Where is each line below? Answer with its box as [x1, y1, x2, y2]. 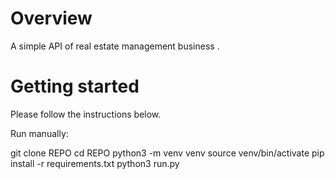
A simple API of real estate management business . [10, 40, 220, 52]
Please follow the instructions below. [10, 108, 162, 120]
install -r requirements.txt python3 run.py [10, 157, 180, 169]
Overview [10, 7, 93, 30]
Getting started [10, 75, 140, 98]
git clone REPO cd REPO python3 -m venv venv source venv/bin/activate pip [10, 147, 325, 159]
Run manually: [10, 127, 69, 139]
